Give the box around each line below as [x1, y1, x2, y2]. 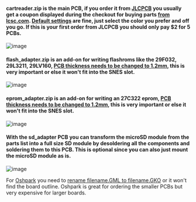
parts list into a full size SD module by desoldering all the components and [6, 140, 190, 147]
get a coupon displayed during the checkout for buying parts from [6, 11, 170, 18]
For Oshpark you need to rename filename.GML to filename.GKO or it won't [6, 176, 187, 184]
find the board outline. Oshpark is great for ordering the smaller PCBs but [6, 183, 183, 190]
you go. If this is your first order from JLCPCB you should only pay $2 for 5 [6, 23, 191, 30]
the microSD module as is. [6, 152, 71, 159]
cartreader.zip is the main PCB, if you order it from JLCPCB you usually [6, 5, 182, 12]
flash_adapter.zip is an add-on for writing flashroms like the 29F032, [6, 56, 177, 63]
